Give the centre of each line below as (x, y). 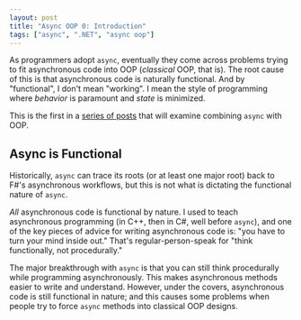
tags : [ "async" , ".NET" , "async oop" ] (82, 34)
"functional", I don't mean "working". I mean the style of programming (138, 89)
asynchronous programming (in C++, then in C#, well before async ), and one (150, 222)
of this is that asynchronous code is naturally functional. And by (127, 79)
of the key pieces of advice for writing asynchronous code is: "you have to (147, 232)
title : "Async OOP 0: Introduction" (78, 26)
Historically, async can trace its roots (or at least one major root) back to (142, 176)
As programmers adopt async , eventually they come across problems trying (149, 60)
